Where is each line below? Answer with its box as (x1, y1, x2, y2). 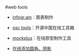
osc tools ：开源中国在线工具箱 (12, 25, 75, 30)
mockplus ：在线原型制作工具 (12, 35, 72, 41)
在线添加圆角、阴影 (12, 46, 52, 51)
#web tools (5, 4, 28, 10)
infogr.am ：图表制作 (12, 14, 53, 20)
